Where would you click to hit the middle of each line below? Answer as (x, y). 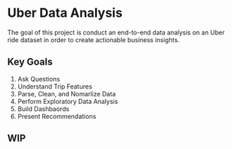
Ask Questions (39, 79)
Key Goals (30, 62)
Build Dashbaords (43, 109)
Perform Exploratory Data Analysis (68, 101)
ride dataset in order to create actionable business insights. (93, 39)
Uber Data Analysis (65, 13)
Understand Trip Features (55, 86)
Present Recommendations (57, 116)
